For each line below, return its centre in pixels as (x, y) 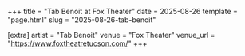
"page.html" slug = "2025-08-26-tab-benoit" (82, 20)
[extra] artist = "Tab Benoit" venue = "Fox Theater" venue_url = (111, 35)
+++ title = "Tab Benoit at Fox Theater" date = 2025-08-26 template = (123, 11)
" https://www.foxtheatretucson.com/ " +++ (77, 43)
